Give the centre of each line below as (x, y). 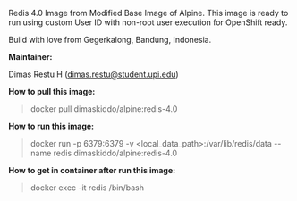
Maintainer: (30, 57)
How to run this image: (51, 126)
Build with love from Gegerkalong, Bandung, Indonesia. (110, 40)
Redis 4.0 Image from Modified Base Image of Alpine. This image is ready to (148, 13)
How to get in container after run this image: (92, 170)
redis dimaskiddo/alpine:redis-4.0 (115, 153)
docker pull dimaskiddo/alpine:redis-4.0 (104, 109)
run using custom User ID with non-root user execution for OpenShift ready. (148, 22)
